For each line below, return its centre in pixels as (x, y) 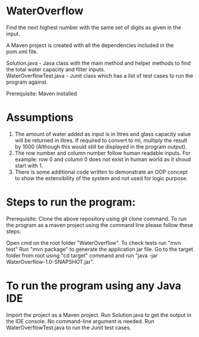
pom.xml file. (22, 51)
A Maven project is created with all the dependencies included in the (90, 45)
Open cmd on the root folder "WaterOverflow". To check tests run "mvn (94, 242)
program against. (27, 82)
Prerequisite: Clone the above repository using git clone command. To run (97, 219)
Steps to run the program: (71, 202)
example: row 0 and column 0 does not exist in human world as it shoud (103, 159)
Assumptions (40, 118)
